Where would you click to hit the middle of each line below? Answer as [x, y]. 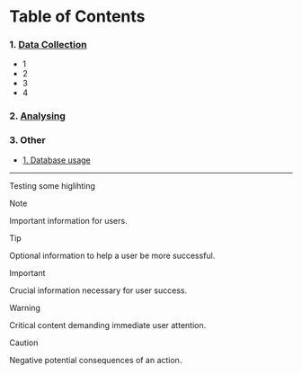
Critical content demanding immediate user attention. [108, 325]
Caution [24, 343]
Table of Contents [77, 17]
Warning [25, 307]
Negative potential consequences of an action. [96, 360]
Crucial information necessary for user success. [98, 290]
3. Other [28, 140]
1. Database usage [57, 160]
